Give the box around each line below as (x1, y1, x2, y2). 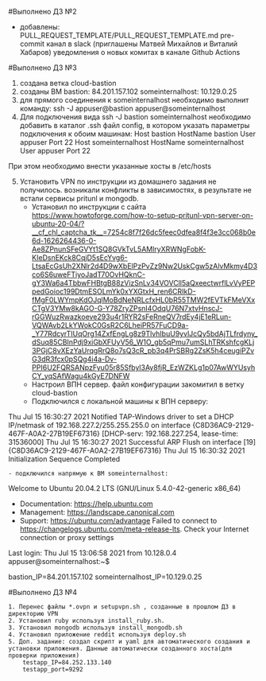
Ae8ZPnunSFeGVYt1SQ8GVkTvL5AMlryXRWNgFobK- (31, 244, 206, 254)
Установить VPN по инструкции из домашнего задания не (19, 177, 217, 186)
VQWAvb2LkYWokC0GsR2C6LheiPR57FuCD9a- (31, 321, 189, 329)
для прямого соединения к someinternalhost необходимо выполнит (19, 95, 249, 104)
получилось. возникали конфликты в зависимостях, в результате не (19, 185, 252, 194)
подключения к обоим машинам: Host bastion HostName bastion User (19, 129, 256, 138)
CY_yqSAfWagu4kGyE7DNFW (31, 372, 130, 380)
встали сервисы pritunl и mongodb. (19, 194, 139, 203)
